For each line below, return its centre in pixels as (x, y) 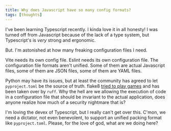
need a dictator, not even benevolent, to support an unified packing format (83, 117)
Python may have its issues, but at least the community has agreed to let (82, 81)
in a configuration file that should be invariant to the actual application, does (85, 97)
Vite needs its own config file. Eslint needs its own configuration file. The (82, 60)
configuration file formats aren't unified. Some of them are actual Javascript (85, 65)
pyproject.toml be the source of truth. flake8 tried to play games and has (82, 86)
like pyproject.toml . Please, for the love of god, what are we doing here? (82, 123)
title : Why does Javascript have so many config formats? (68, 10)
